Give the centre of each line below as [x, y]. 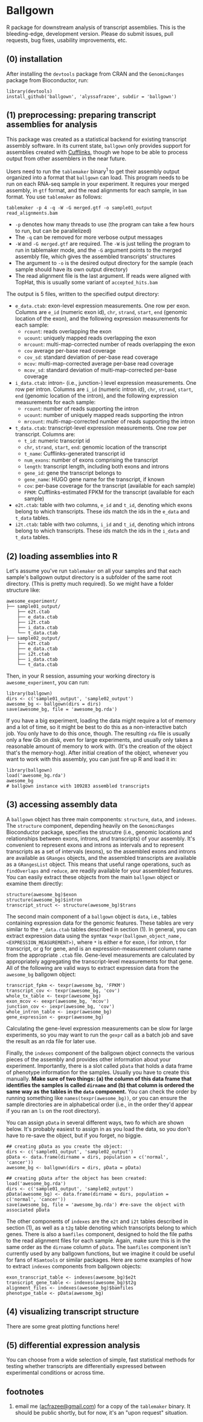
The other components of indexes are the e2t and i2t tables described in [97, 1221]
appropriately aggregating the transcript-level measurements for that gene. [100, 961]
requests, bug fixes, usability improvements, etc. [67, 40]
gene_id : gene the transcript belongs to [73, 473]
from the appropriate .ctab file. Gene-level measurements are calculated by [101, 955]
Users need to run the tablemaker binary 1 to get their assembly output [93, 171]
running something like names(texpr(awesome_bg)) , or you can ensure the [97, 1098]
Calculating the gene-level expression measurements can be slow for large [100, 1028]
